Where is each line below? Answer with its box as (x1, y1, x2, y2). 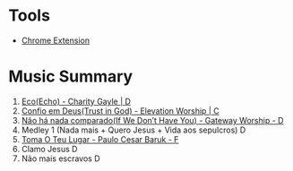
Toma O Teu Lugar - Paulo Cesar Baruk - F (21, 133, 179, 144)
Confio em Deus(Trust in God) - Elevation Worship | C (21, 105, 220, 116)
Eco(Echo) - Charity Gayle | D (21, 96, 132, 107)
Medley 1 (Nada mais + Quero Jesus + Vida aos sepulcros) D (21, 124, 246, 135)
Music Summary (8, 66, 134, 87)
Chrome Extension (21, 35, 90, 46)
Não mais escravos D (21, 153, 100, 164)
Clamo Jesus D (21, 143, 78, 154)
